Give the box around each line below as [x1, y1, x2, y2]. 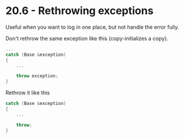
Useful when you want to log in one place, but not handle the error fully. [5, 23, 180, 30]
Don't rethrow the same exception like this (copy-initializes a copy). [5, 35, 169, 42]
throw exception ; [16, 73, 59, 79]
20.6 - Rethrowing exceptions [5, 4, 154, 18]
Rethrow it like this [5, 89, 51, 96]
